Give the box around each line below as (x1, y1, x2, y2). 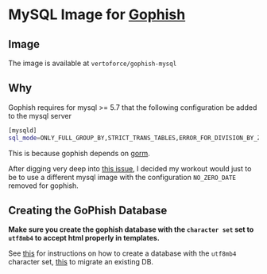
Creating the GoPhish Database (8, 203, 168, 217)
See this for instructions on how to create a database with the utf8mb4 (8, 249, 237, 258)
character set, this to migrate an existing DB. (8, 257, 153, 267)
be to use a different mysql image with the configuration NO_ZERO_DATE (8, 172, 237, 182)
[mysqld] (8, 126, 37, 135)
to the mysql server (8, 111, 72, 120)
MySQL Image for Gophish (8, 6, 186, 24)
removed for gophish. (8, 181, 79, 190)
